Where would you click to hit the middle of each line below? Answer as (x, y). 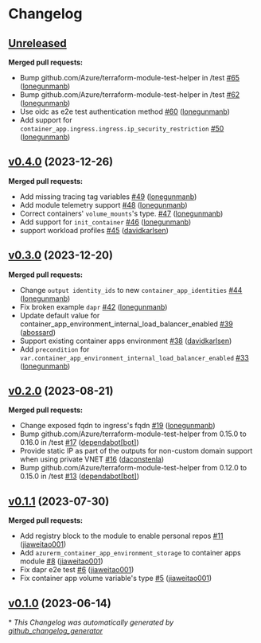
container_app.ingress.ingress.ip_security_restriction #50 (122, 129)
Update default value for (60, 315)
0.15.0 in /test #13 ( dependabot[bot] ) (80, 476)
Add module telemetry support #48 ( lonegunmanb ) (104, 205)
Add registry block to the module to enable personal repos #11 (121, 536)
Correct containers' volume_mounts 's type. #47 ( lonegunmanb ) (121, 213)
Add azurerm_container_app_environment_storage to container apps (130, 553)
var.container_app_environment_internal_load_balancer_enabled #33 (134, 357)
